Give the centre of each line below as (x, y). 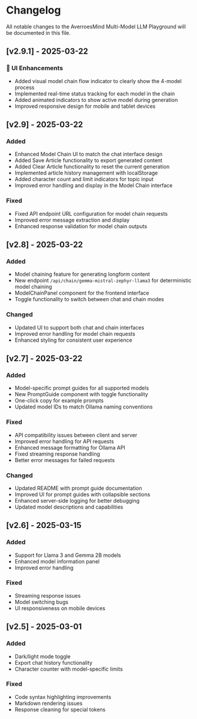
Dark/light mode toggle (43, 656)
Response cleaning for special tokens (60, 709)
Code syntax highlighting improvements (63, 697)
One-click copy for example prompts (59, 401)
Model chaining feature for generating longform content (82, 274)
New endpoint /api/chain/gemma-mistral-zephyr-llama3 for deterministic (103, 281)
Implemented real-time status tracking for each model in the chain (95, 93)
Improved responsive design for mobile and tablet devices (85, 106)
